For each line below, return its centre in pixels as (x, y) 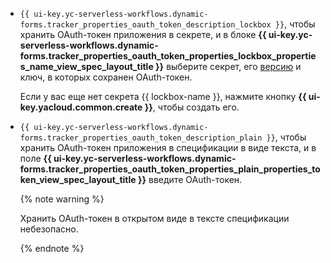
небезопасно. (49, 229)
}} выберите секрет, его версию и (228, 66)
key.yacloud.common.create (81, 107)
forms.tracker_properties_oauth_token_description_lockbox (145, 25)
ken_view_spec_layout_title (78, 179)
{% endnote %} (52, 248)
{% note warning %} (62, 199)
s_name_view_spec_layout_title (86, 66)
